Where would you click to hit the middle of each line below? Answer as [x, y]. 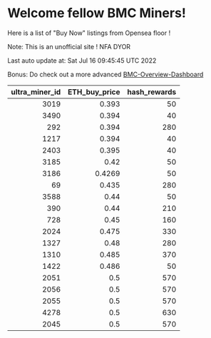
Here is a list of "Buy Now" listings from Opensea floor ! [89, 33]
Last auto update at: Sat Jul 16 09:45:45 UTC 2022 [82, 60]
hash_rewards [152, 92]
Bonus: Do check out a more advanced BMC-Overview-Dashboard [105, 74]
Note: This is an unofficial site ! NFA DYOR [69, 46]
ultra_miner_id [36, 92]
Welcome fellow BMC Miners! [97, 13]
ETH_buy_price [94, 92]
